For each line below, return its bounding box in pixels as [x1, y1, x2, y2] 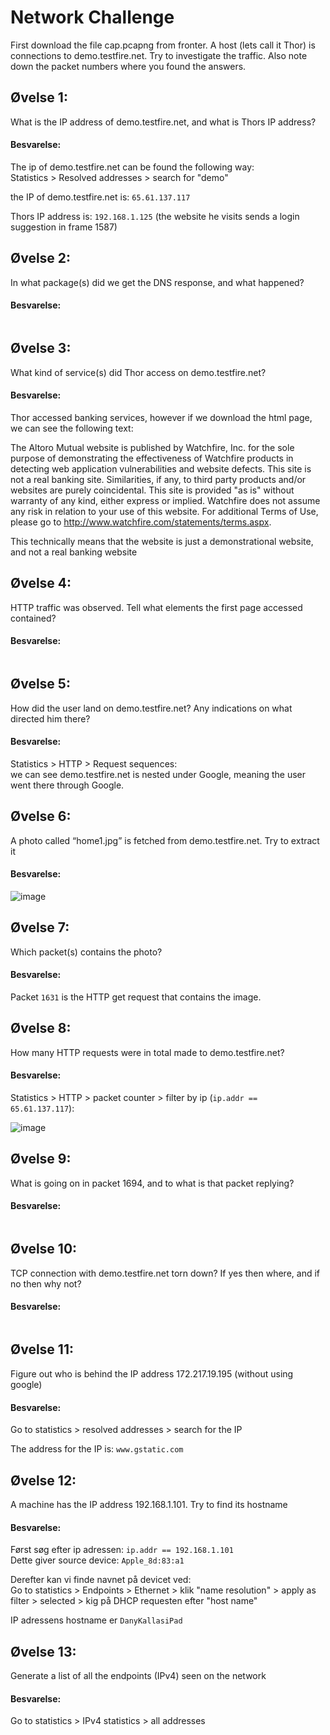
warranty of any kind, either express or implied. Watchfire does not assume [10, 494, 321, 506]
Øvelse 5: [10, 676, 71, 693]
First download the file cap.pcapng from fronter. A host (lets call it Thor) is [10, 39, 316, 51]
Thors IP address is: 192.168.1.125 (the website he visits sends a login [10, 210, 300, 222]
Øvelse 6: [10, 808, 72, 825]
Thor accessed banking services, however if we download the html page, [10, 411, 313, 423]
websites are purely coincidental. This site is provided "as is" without [10, 484, 295, 496]
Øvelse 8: [10, 1020, 72, 1037]
